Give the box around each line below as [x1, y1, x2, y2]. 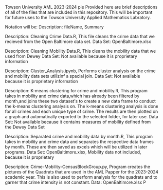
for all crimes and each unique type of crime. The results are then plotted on [5, 108, 158, 114]
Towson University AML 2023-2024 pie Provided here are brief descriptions [5, 4, 158, 10]
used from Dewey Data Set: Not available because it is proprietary [5, 53, 138, 59]
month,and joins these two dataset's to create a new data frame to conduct [5, 98, 156, 104]
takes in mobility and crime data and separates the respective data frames [5, 139, 154, 145]
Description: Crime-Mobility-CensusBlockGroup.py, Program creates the [5, 164, 150, 169]
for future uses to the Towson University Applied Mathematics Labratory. [5, 15, 151, 20]
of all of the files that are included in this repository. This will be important [5, 9, 153, 15]
